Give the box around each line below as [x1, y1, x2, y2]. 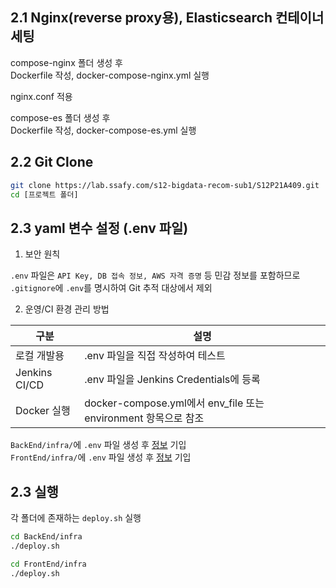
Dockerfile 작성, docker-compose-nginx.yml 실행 [10, 69, 210, 81]
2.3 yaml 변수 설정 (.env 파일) [10, 219, 189, 237]
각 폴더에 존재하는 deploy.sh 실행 [10, 512, 142, 523]
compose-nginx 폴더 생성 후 [10, 56, 123, 68]
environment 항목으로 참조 [84, 411, 205, 425]
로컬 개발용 [15, 349, 65, 363]
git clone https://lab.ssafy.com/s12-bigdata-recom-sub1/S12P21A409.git [10, 180, 320, 190]
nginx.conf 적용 [10, 90, 73, 102]
